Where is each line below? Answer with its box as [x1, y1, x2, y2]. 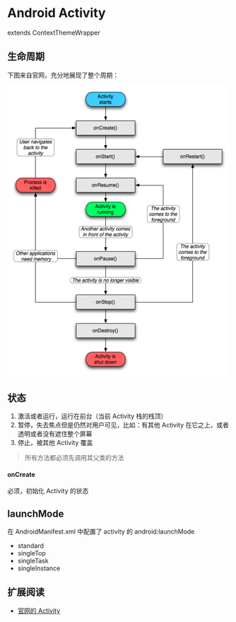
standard [17, 541, 45, 550]
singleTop [17, 549, 46, 558]
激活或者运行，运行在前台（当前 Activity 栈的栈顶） [17, 412, 167, 420]
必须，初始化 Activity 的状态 [7, 487, 89, 495]
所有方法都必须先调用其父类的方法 [24, 454, 124, 462]
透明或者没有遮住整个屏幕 [17, 430, 93, 438]
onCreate [7, 470, 35, 478]
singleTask [17, 557, 49, 565]
